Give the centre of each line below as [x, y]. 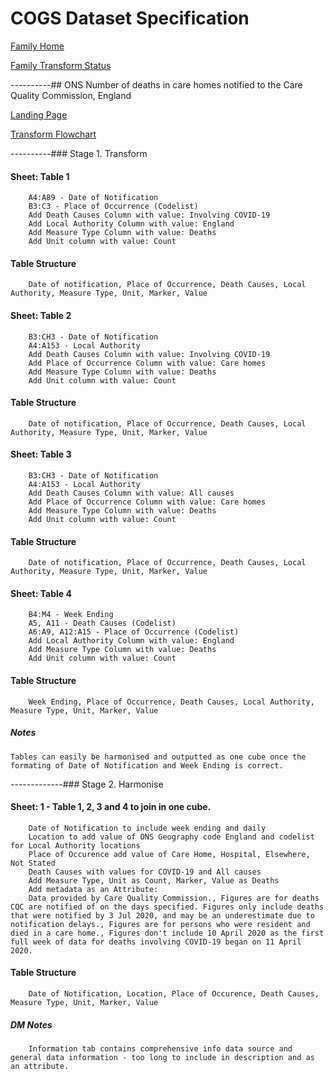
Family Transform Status [61, 65]
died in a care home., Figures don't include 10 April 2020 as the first [167, 933]
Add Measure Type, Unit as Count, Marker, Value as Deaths [154, 880]
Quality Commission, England [71, 95]
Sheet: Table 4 [41, 593]
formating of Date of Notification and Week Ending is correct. [147, 765]
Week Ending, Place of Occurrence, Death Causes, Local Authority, [171, 702]
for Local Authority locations [75, 845]
